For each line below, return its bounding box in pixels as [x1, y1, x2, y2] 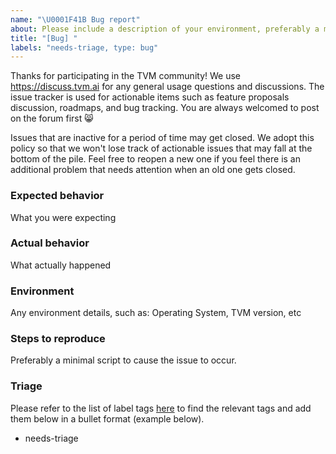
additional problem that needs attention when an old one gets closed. [10, 164, 296, 176]
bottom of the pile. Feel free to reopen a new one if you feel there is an [10, 153, 301, 165]
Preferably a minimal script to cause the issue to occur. [10, 354, 237, 366]
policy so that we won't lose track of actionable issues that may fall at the [10, 142, 313, 155]
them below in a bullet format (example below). [10, 412, 205, 425]
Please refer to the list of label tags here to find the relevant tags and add [10, 402, 312, 414]
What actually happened [10, 259, 112, 271]
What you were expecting [10, 211, 117, 223]
